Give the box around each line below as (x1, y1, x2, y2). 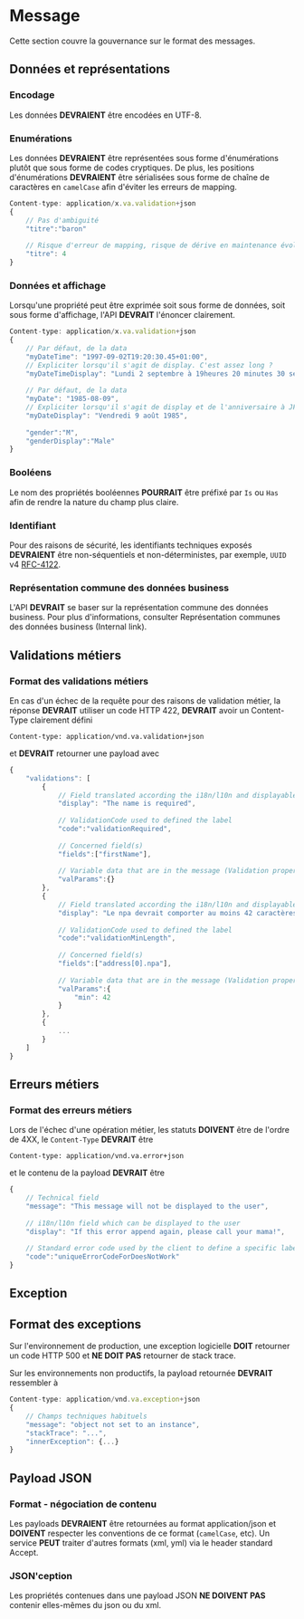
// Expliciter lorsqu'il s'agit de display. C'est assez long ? (25, 360, 273, 369)
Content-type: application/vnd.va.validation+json (9, 732, 204, 741)
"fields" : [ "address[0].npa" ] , (57, 959, 172, 969)
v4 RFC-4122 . (9, 559, 62, 570)
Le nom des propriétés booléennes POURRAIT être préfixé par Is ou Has (9, 486, 279, 498)
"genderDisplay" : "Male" (25, 436, 116, 445)
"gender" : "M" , (25, 427, 79, 437)
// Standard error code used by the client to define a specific (25, 1244, 278, 1253)
